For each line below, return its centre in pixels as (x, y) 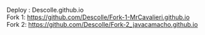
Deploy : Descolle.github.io (45, 10)
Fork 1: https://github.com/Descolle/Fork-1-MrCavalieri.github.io (98, 17)
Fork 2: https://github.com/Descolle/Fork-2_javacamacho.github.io (102, 24)
